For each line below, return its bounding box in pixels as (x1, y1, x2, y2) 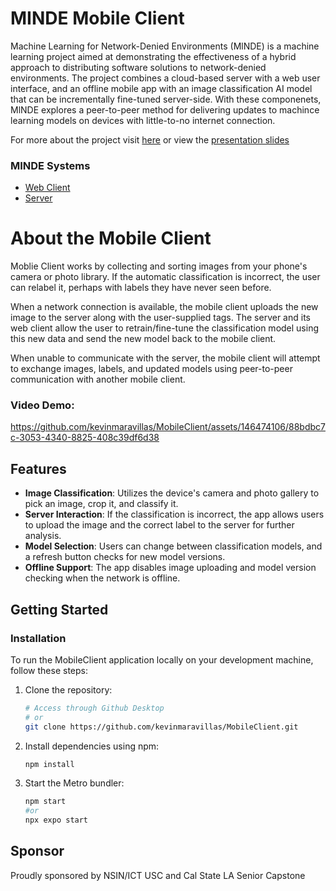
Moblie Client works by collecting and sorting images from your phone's (10, 260, 308, 272)
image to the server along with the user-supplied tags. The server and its (10, 312, 311, 324)
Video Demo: (10, 398, 75, 412)
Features (10, 460, 67, 477)
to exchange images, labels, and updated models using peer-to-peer (10, 363, 293, 375)
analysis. (24, 530, 62, 542)
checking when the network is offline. (24, 572, 181, 584)
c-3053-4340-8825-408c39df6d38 (10, 432, 160, 444)
